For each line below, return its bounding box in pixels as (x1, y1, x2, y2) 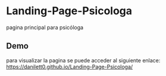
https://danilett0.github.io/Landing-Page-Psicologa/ (6, 63, 133, 70)
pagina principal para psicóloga (6, 24, 84, 31)
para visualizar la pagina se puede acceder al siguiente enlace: (6, 56, 161, 64)
